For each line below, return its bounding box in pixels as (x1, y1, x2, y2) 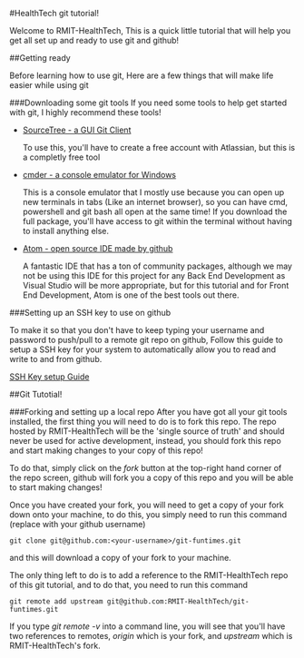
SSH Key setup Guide (9, 371, 90, 382)
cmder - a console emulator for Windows (22, 170, 177, 180)
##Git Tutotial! (9, 389, 63, 399)
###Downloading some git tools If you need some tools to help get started (9, 97, 288, 108)
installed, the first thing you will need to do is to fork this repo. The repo (9, 417, 277, 427)
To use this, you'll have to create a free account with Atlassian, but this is (22, 142, 296, 152)
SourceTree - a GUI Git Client (22, 124, 132, 135)
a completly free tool (22, 152, 101, 162)
